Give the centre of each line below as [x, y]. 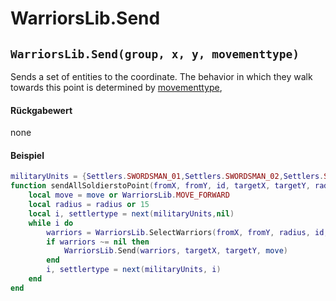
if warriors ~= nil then [98, 242]
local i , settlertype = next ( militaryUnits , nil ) [131, 213]
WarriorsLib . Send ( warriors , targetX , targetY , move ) [176, 251]
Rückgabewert [41, 110]
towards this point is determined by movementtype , [116, 87]
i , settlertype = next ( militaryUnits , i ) [134, 270]
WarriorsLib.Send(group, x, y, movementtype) [155, 54]
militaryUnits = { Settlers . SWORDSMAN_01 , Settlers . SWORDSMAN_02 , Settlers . [167, 177]
